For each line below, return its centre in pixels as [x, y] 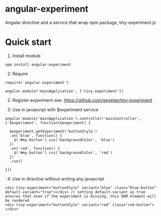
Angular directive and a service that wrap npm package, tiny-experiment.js [80, 22]
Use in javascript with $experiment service [55, 109]
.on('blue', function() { [36, 136]
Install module [26, 56]
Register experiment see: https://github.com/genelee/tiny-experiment [82, 100]
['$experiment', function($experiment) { [48, 123]
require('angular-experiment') [37, 82]
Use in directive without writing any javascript [58, 178]
